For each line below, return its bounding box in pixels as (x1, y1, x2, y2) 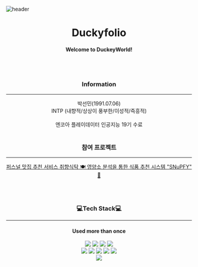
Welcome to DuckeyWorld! (65, 46, 133, 53)
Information (81, 80, 117, 88)
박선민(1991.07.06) (77, 100, 121, 107)
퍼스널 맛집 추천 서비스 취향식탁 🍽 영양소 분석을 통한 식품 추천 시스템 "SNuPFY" (6, 163, 192, 170)
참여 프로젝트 (81, 143, 117, 151)
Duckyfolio (71, 26, 127, 39)
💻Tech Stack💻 (76, 204, 122, 212)
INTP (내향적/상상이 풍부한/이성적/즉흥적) (51, 107, 147, 114)
